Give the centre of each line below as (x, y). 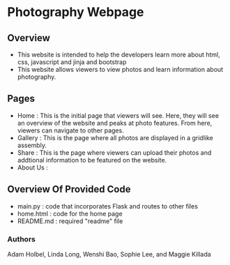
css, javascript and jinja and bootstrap (72, 62)
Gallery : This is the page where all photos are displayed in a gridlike (115, 137)
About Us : (32, 167)
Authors (22, 239)
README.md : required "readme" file (70, 221)
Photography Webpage (76, 12)
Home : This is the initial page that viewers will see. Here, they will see (118, 115)
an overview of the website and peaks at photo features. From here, (115, 123)
